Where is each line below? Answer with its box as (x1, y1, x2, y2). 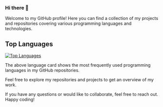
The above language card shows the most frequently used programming (5, 62, 151, 68)
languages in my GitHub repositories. (5, 68, 80, 73)
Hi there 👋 (5, 4, 29, 11)
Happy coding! (5, 97, 35, 103)
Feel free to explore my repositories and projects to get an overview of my (5, 77, 154, 83)
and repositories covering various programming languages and (5, 20, 132, 26)
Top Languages (5, 40, 53, 48)
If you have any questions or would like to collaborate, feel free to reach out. (5, 91, 159, 97)
